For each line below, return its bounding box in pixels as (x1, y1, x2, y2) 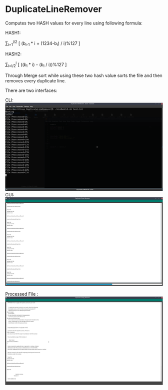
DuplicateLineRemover (5, 3, 102, 15)
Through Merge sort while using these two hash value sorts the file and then (5, 72, 162, 78)
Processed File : (5, 291, 38, 297)
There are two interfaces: (5, 87, 57, 93)
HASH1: (5, 29, 21, 35)
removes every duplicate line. (5, 77, 66, 83)
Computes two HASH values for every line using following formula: (5, 20, 142, 26)
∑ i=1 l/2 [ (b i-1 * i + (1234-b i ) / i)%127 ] (5, 39, 80, 47)
